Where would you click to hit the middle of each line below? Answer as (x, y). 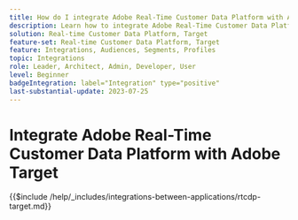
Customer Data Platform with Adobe (145, 153)
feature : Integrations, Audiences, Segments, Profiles (113, 50)
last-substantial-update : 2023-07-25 (79, 91)
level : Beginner (39, 75)
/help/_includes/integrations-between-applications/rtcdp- (155, 197)
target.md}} (30, 206)
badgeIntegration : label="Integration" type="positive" (114, 83)
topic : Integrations (47, 58)
